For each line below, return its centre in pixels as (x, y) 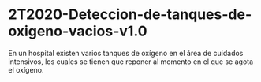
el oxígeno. (26, 69)
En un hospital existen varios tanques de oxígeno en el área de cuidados (126, 53)
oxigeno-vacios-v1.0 (78, 31)
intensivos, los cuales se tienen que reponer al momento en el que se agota (131, 61)
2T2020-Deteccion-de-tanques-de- (130, 15)
